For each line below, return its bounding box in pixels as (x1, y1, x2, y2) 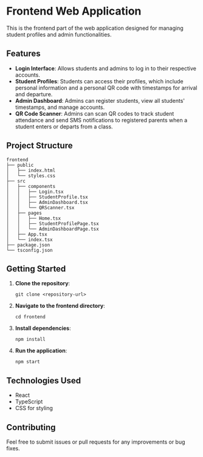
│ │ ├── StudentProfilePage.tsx (6, 220, 99, 226)
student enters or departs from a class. (15, 123, 114, 130)
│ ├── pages (6, 210, 43, 216)
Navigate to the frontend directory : (15, 302, 105, 310)
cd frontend (15, 314, 46, 320)
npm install (15, 337, 46, 343)
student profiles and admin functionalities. (6, 30, 112, 38)
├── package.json (6, 242, 50, 248)
